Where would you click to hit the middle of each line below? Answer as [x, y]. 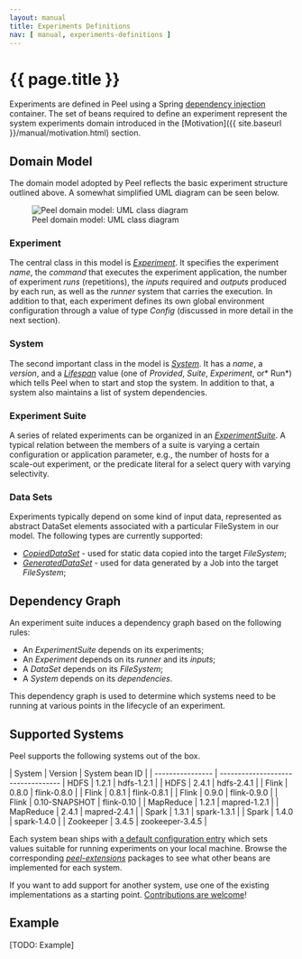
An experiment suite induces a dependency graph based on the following [146, 623]
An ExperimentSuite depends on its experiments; [113, 650]
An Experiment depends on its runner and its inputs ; [119, 659]
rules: [20, 632]
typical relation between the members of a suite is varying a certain [134, 445]
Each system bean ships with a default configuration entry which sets [139, 838]
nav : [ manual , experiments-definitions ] [90, 34]
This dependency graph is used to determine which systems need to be [143, 696]
